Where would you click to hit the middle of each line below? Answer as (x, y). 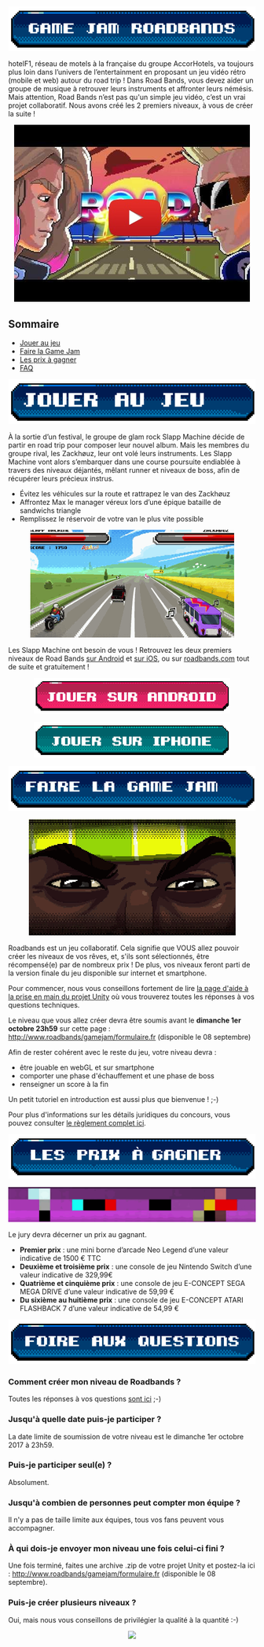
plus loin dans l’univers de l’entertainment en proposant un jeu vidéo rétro (127, 72)
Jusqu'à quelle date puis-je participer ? (85, 1420)
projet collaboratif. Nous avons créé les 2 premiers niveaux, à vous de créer (131, 105)
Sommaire (34, 324)
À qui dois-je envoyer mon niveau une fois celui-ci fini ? (117, 1549)
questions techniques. (44, 1004)
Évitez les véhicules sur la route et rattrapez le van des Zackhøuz (125, 493)
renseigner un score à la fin (64, 1084)
